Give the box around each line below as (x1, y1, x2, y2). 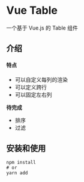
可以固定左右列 (14, 91, 52, 98)
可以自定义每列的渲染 (14, 76, 68, 83)
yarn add (6, 170, 28, 176)
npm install (6, 160, 36, 166)
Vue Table (6, 4, 58, 17)
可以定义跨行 (14, 83, 47, 91)
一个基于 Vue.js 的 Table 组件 (6, 24, 78, 31)
